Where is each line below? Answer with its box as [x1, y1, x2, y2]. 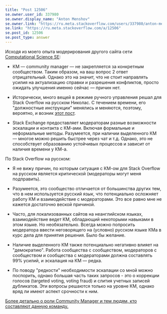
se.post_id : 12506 [5, 30, 43, 35]
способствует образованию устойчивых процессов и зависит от [12, 141, 150, 147]
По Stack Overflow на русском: [5, 156, 71, 161]
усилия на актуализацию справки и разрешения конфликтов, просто [12, 79, 159, 85]
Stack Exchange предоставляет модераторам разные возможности [12, 120, 157, 126]
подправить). [12, 176, 41, 182]
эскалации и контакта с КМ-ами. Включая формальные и [12, 125, 135, 131]
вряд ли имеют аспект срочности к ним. [12, 288, 98, 294]
